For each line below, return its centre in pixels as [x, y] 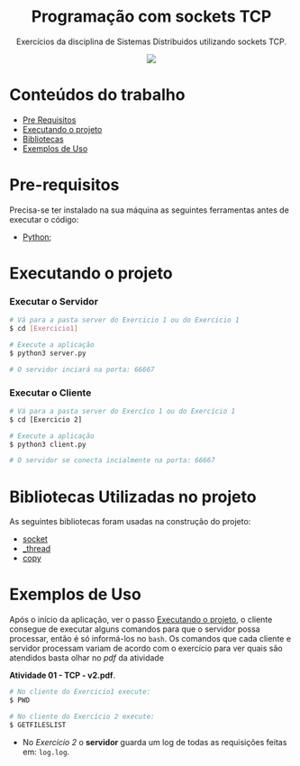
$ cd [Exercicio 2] [46, 419]
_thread [36, 549]
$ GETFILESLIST [38, 725]
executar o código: [44, 219]
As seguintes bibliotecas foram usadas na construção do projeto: [130, 522]
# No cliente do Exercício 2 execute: [82, 716]
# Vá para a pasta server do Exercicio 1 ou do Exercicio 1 [125, 320]
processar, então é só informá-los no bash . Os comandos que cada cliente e [150, 639]
